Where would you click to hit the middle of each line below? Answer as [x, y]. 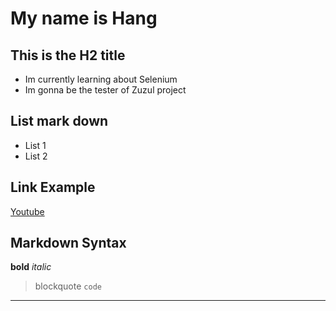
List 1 [35, 145]
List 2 [36, 156]
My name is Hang [84, 18]
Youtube [27, 211]
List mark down [59, 121]
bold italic [31, 267]
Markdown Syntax [68, 243]
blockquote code [68, 286]
